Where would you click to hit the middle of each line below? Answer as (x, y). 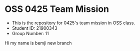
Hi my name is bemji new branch (38, 43)
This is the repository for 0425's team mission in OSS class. (73, 23)
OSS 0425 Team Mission (57, 9)
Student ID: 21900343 (34, 28)
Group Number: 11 (30, 33)
